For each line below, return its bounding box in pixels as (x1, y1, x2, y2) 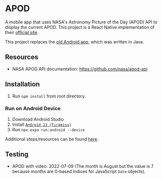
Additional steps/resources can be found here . (5, 136, 99, 142)
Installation (5, 80, 40, 88)
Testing (5, 150, 29, 159)
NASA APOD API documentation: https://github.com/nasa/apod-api (12, 66, 148, 72)
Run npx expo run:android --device (12, 126, 85, 132)
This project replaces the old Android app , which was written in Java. (5, 39, 144, 44)
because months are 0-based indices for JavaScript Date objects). (12, 168, 146, 174)
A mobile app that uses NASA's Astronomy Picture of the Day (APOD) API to (5, 19, 158, 25)
